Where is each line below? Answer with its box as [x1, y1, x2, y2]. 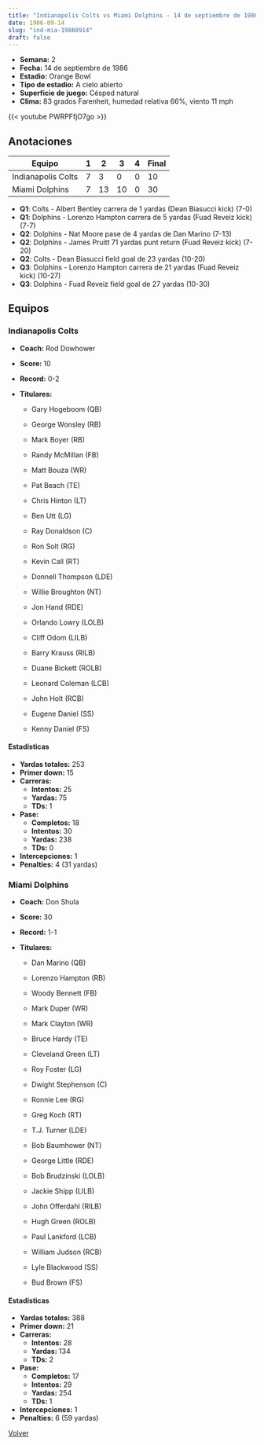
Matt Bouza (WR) [31, 465, 87, 475]
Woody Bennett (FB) [31, 988, 97, 998]
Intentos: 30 [31, 826, 72, 835]
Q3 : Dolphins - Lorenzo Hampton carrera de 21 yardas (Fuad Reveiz [19, 262, 240, 272]
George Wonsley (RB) [31, 420, 101, 429]
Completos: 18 [31, 818, 80, 827]
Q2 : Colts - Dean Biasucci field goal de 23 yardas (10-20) [19, 255, 206, 264]
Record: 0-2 [19, 374, 60, 383]
